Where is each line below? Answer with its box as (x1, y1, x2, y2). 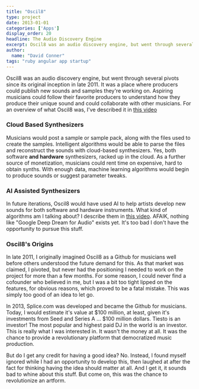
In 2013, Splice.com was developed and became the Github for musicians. (6, 303, 187, 310)
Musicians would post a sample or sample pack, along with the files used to (6, 134, 191, 141)
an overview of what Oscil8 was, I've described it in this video (6, 106, 158, 113)
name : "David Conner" (11, 53, 65, 59)
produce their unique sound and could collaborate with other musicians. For (6, 99, 191, 107)
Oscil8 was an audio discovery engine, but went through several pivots (6, 75, 179, 82)
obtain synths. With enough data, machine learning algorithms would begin (6, 165, 190, 172)
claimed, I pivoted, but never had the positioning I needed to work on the (6, 266, 184, 273)
